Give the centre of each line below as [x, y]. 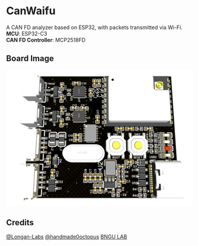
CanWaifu [31, 11]
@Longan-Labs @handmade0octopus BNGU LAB [67, 237]
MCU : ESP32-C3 [27, 33]
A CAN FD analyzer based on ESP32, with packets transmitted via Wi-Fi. [94, 27]
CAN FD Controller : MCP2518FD [46, 40]
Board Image [30, 58]
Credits [20, 223]
